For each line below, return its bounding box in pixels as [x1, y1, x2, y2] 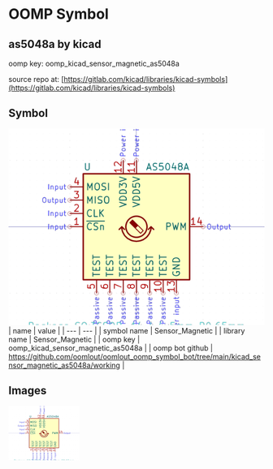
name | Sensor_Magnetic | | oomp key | [8, 334, 141, 345]
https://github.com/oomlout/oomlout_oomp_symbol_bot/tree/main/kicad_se [8, 352, 262, 362]
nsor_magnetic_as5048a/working [8, 360, 120, 370]
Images [8, 384, 47, 398]
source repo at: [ [8, 75, 64, 84]
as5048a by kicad [8, 37, 102, 51]
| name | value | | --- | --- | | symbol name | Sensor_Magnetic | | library [8, 326, 245, 336]
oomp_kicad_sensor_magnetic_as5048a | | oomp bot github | [8, 343, 214, 353]
